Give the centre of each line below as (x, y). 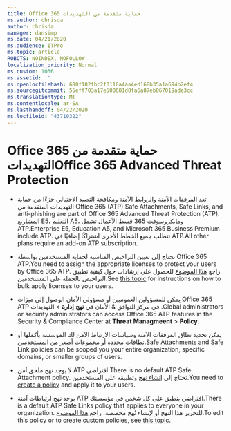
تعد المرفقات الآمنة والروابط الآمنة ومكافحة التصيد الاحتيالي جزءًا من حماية (112, 199)
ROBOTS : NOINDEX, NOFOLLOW (46, 59)
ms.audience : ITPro (35, 46)
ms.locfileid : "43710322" (44, 116)
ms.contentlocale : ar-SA (43, 104)
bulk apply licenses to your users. (65, 286)
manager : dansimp (32, 33)
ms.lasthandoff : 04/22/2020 (48, 110)
